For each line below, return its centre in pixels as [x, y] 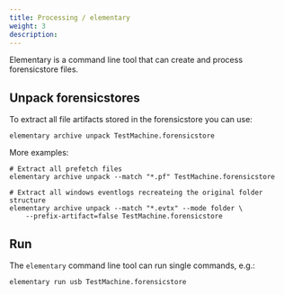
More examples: [39, 153]
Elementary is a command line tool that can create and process [126, 60]
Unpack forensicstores [75, 98]
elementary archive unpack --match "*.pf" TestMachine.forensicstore [142, 177]
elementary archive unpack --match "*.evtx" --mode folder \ [126, 209]
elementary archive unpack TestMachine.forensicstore [112, 136]
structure [28, 201]
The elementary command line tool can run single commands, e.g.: [133, 265]
